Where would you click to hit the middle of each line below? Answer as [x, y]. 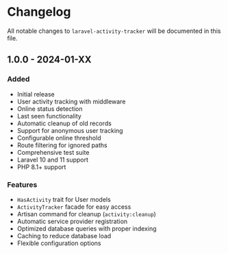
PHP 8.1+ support [41, 167]
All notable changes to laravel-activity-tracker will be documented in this [114, 31]
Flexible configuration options [59, 243]
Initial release [36, 94]
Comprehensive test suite [53, 152]
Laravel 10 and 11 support [53, 160]
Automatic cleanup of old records [64, 123]
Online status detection [50, 109]
